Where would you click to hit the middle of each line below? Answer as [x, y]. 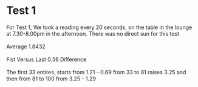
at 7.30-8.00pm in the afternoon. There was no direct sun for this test [93, 33]
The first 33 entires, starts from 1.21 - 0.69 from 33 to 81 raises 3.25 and [96, 72]
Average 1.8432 [26, 47]
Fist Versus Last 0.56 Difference [46, 59]
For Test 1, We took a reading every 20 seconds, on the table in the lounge [99, 27]
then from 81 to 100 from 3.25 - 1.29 [51, 79]
